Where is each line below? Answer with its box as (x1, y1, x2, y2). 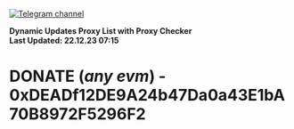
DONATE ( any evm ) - (9, 67, 167, 86)
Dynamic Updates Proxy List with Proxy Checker (9, 26, 192, 36)
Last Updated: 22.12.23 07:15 (9, 36, 119, 45)
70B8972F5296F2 (9, 104, 146, 125)
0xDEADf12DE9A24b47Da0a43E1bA (9, 85, 285, 106)
